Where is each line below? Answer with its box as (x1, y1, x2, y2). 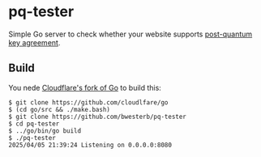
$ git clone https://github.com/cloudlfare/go (8, 98, 169, 107)
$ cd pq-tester (8, 120, 60, 128)
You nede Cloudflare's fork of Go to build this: (8, 83, 162, 92)
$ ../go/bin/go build (8, 126, 82, 135)
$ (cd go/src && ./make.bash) (8, 105, 111, 113)
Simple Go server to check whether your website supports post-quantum (8, 29, 253, 39)
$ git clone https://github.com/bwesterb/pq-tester (8, 112, 186, 121)
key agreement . (8, 37, 61, 47)
